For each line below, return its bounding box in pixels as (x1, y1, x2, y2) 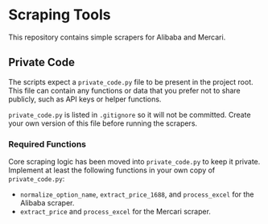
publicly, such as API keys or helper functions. (8, 94, 162, 104)
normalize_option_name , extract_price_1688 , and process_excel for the (19, 189, 255, 199)
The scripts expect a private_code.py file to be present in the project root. (8, 77, 254, 86)
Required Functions (8, 139, 87, 150)
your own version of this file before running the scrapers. (8, 118, 198, 128)
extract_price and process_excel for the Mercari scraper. (19, 207, 212, 217)
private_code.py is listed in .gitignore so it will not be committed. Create (8, 110, 251, 119)
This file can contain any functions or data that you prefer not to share (8, 85, 241, 95)
